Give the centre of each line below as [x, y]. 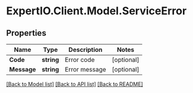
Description [85, 50]
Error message [85, 69]
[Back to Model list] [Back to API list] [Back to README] [75, 84]
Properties [26, 33]
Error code [80, 60]
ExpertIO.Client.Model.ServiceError [96, 11]
